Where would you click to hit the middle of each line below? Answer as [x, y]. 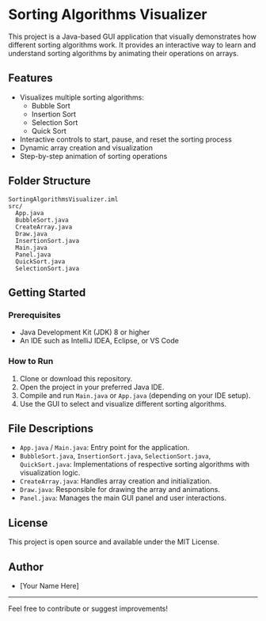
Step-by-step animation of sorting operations [93, 156]
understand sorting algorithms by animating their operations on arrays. [123, 53]
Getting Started [47, 292]
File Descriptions [51, 428]
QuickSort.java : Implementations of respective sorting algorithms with [135, 464]
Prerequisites [34, 315]
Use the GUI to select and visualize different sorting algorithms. [123, 403]
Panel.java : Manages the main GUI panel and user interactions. [123, 498]
